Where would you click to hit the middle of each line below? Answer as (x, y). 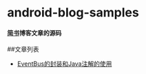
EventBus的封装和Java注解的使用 (64, 64)
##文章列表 (23, 49)
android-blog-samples (73, 13)
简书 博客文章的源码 (34, 33)
